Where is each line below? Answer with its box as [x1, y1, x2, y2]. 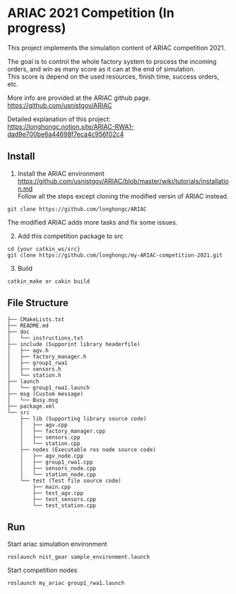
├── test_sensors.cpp [33, 495, 97, 503]
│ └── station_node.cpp [20, 471, 97, 478]
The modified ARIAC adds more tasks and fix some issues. [7, 218, 178, 226]
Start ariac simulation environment [7, 540, 107, 549]
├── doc [7, 328, 30, 335]
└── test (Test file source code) [20, 477, 122, 484]
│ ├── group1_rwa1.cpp [20, 459, 93, 466]
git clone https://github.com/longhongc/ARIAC [7, 206, 147, 213]
